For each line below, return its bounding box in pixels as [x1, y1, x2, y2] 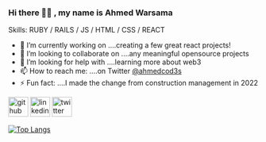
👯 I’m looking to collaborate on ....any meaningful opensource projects [19, 49, 249, 59]
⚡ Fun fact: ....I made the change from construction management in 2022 [19, 79, 259, 88]
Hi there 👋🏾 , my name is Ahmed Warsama [8, 7, 173, 18]
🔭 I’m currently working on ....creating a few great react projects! [19, 40, 232, 50]
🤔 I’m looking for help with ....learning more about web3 [19, 57, 202, 67]
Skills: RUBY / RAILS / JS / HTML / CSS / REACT [8, 25, 165, 35]
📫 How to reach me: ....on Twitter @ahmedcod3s [19, 67, 183, 76]
